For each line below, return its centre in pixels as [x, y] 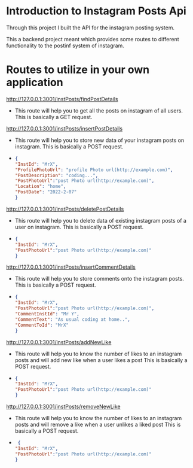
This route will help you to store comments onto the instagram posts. [99, 279]
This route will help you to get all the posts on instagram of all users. [99, 110]
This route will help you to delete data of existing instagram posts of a [101, 220]
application [35, 83]
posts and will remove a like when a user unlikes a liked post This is [98, 424]
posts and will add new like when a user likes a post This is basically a [101, 360]
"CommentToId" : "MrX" [42, 325]
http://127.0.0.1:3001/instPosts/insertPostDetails [65, 128]
